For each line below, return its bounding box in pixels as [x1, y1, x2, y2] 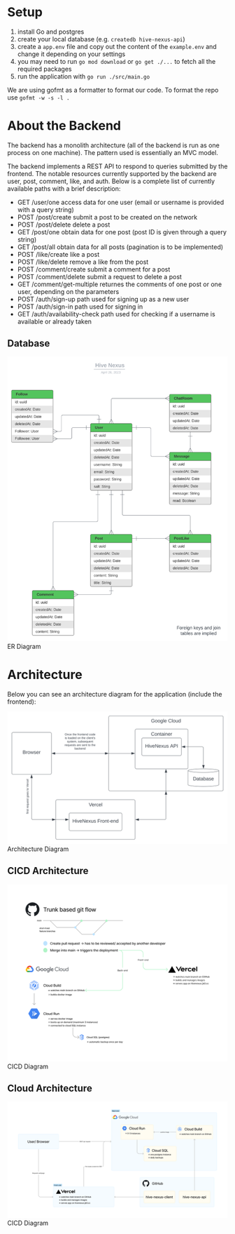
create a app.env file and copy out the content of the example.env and [17, 42, 217, 51]
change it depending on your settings [17, 50, 126, 58]
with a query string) [17, 205, 75, 214]
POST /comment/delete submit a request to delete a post [17, 272, 182, 281]
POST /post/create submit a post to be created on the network [17, 213, 198, 221]
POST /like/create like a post [17, 250, 100, 258]
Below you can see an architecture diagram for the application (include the [7, 690, 222, 698]
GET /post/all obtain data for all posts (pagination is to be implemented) [17, 243, 224, 251]
